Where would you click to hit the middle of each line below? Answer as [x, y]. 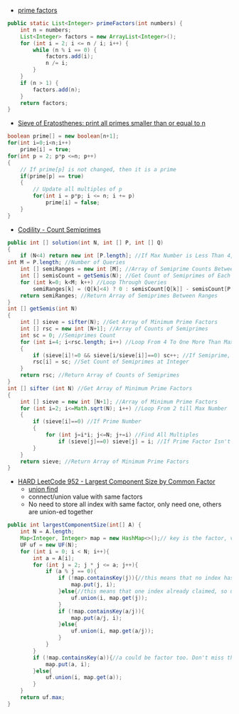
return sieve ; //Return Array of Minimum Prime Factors [105, 461]
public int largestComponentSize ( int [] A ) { [74, 525]
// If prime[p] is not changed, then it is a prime [98, 169]
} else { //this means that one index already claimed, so [143, 591]
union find [43, 489]
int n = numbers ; [46, 30]
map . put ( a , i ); [68, 664]
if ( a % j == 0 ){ [71, 571]
